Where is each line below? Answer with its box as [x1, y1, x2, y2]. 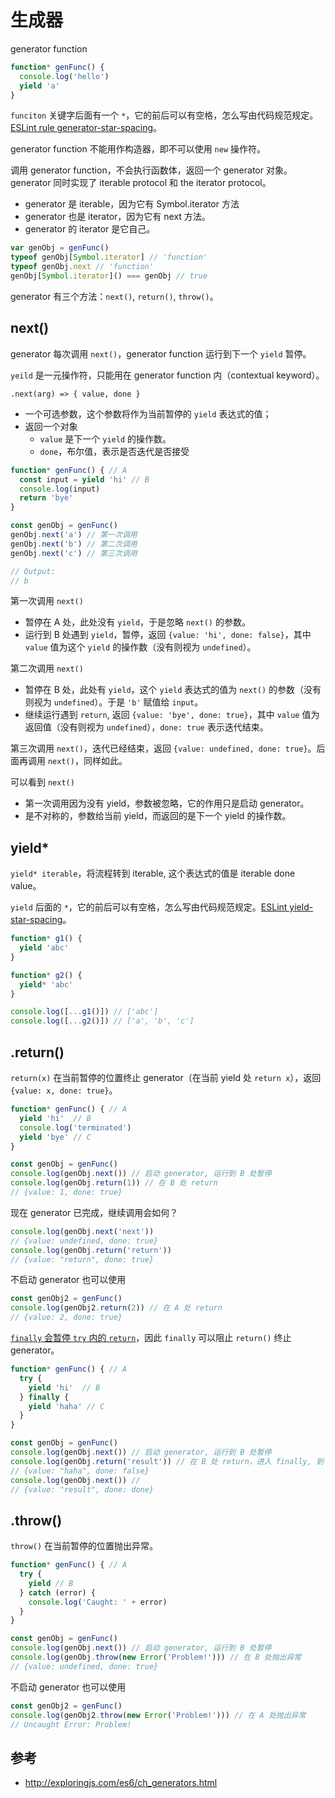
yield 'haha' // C [28, 1401, 105, 1411]
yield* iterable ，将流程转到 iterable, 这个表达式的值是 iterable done [10, 867, 296, 880]
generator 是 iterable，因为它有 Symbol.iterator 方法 [24, 198, 240, 210]
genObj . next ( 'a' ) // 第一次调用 [10, 530, 138, 540]
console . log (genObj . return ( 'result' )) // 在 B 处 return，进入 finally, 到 [10, 1456, 324, 1466]
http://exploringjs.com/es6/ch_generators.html [24, 1777, 218, 1789]
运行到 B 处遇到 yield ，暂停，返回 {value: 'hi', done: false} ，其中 [24, 629, 312, 641]
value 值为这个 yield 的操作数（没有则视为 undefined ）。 [24, 641, 257, 653]
